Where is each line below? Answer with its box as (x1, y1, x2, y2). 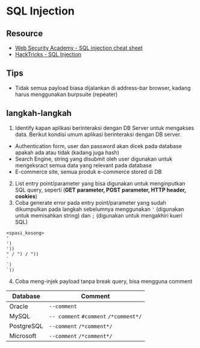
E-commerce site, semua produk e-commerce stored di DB (14, 168, 162, 175)
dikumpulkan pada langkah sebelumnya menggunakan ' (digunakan (14, 205, 184, 213)
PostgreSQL (9, 321, 43, 330)
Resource (6, 28, 43, 39)
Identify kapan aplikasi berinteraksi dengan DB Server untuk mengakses (14, 124, 195, 131)
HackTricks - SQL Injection (14, 51, 82, 58)
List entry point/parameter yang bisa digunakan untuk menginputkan (14, 179, 186, 187)
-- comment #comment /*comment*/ (49, 313, 142, 320)
